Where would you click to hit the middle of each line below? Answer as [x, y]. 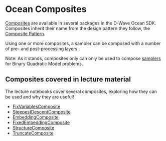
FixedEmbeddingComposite [41, 122]
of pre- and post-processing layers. [42, 48]
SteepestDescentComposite [42, 111]
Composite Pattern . [25, 33]
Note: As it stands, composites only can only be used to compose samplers [83, 58]
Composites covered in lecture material [68, 79]
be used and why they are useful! [40, 96]
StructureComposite [33, 127]
